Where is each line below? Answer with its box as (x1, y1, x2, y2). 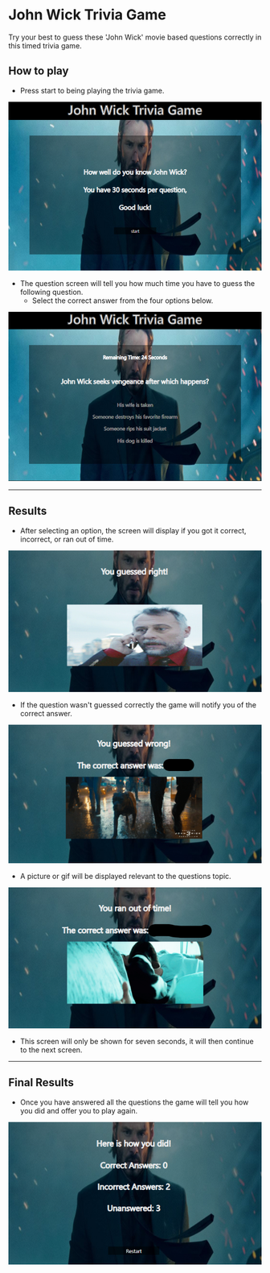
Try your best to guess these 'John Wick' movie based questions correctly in (8, 32, 262, 42)
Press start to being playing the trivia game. (19, 85, 165, 95)
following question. (19, 287, 84, 296)
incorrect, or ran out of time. (19, 534, 114, 544)
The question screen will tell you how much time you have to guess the (19, 278, 256, 288)
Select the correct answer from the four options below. (31, 296, 214, 305)
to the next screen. (19, 1045, 83, 1055)
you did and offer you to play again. (19, 1105, 138, 1115)
